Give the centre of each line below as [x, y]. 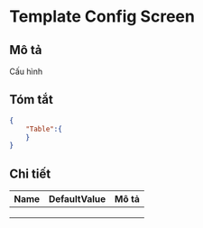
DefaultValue [77, 199]
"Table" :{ [44, 129]
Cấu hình [26, 71]
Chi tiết [30, 173]
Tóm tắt [32, 100]
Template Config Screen [102, 17]
